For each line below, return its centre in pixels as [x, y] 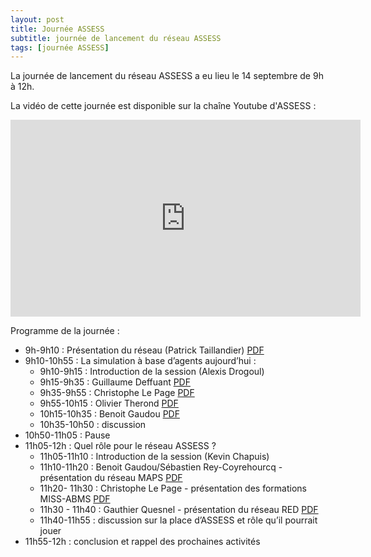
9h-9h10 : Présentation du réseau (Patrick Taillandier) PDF [144, 350]
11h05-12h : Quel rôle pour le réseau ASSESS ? [120, 446]
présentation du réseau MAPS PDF [111, 478]
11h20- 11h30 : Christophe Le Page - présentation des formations [173, 488]
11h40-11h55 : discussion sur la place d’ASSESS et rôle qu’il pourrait [178, 520]
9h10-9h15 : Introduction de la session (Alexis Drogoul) [152, 372]
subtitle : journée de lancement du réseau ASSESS [116, 38]
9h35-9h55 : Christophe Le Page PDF [117, 393]
